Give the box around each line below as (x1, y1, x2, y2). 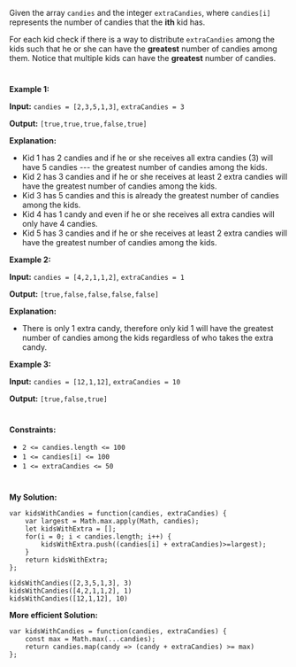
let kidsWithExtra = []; (25, 524, 117, 533)
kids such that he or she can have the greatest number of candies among (9, 43, 278, 54)
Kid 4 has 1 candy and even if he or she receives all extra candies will (21, 209, 276, 220)
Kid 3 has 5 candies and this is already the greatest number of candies (21, 190, 280, 201)
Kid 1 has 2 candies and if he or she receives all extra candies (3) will (21, 152, 274, 163)
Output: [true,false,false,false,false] (9, 289, 159, 299)
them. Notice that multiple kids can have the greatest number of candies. (9, 53, 277, 63)
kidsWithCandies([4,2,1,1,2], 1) (9, 586, 133, 595)
